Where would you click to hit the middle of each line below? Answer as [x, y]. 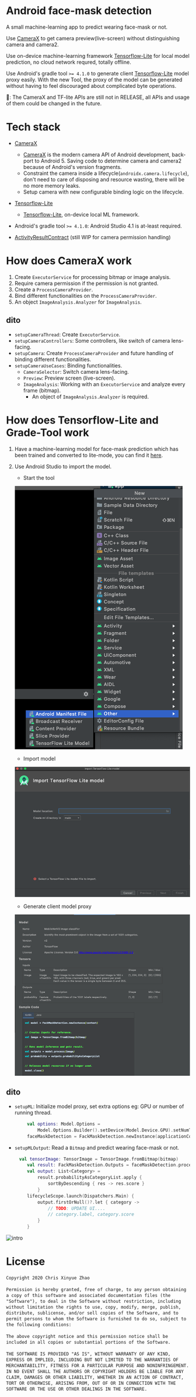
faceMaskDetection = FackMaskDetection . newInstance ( [92, 1136]
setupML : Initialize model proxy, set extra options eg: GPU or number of [99, 1106]
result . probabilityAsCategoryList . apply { [90, 1178]
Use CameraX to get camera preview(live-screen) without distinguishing [93, 38]
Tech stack [33, 127]
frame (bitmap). [42, 390]
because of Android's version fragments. [72, 167]
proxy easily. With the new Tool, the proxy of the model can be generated [94, 80]
